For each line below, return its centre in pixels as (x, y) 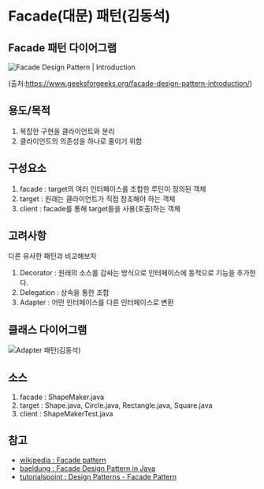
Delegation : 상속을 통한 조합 (64, 293)
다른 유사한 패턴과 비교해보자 (52, 256)
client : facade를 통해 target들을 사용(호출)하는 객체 (100, 208)
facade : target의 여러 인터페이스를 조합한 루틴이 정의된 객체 (113, 189)
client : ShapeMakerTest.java (66, 414)
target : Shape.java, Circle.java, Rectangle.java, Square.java (116, 405)
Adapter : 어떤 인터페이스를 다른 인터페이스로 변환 (97, 302)
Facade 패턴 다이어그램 (62, 48)
